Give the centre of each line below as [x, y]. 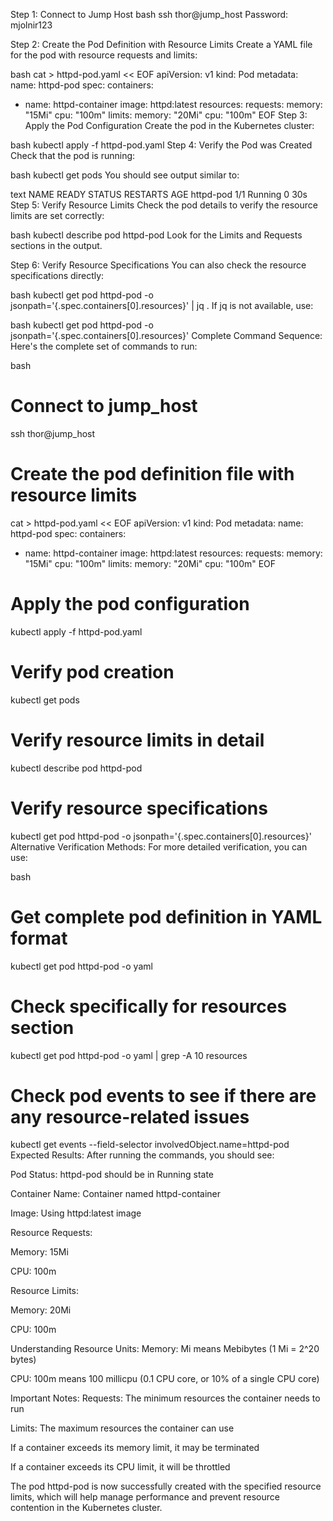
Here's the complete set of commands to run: [104, 346]
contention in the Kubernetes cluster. [86, 1508]
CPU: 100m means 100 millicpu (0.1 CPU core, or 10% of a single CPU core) [165, 1379]
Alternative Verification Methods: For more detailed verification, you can [159, 846]
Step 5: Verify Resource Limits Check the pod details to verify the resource [164, 205]
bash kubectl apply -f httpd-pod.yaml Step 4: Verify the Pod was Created [161, 145]
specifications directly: [57, 275]
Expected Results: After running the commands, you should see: [142, 1155]
